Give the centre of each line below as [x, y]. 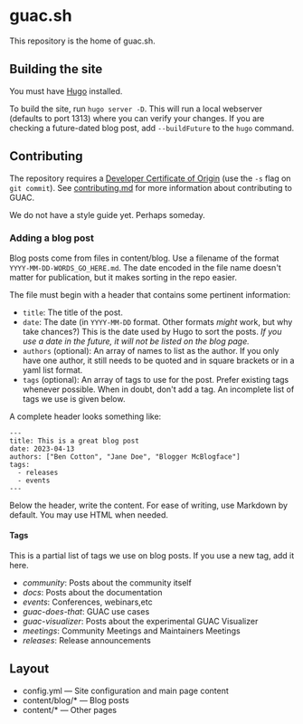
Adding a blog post [52, 238]
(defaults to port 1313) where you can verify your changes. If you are [137, 118]
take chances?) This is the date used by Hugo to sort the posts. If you [152, 331]
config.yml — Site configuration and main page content [125, 691]
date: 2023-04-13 [42, 449]
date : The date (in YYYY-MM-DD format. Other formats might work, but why [157, 321]
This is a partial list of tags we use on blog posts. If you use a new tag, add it [152, 556]
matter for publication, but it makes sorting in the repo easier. [123, 277]
